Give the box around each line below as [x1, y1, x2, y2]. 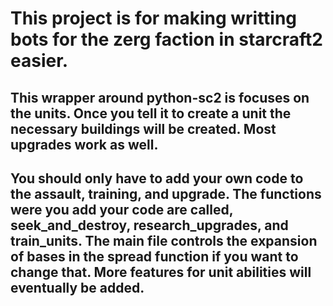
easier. [10, 50, 69, 72]
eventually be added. [10, 279, 145, 296]
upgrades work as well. [10, 136, 159, 153]
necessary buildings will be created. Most [10, 120, 277, 137]
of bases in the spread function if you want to [10, 248, 299, 265]
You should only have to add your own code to [10, 170, 304, 187]
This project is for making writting [10, 7, 298, 30]
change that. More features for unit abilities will [10, 263, 312, 281]
